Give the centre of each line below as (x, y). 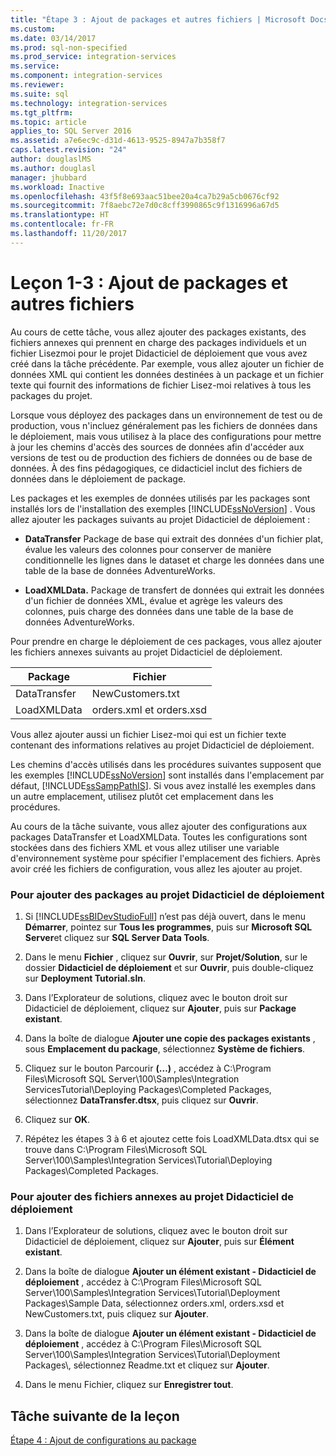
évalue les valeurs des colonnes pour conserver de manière (148, 549)
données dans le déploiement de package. (98, 478)
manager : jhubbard (48, 177)
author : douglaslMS (51, 159)
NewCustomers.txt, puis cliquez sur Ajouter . (116, 1314)
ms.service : (35, 66)
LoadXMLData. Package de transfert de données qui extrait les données (174, 590)
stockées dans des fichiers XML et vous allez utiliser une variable (145, 847)
